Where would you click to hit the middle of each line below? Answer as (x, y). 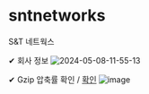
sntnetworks (57, 16)
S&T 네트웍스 (31, 41)
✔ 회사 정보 (29, 60)
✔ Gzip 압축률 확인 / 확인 (53, 79)
